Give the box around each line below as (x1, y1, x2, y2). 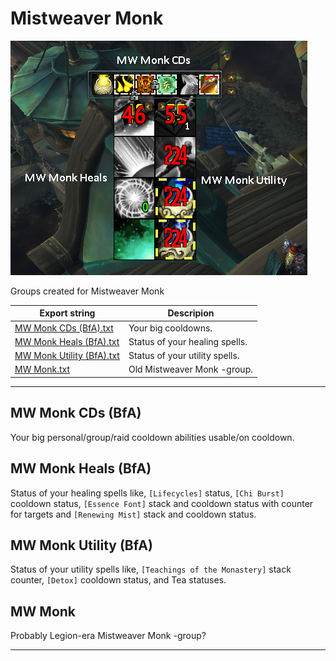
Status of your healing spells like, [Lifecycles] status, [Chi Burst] (10, 487, 285, 499)
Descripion (167, 307, 215, 319)
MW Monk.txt (14, 363, 71, 376)
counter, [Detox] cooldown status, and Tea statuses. (10, 574, 227, 586)
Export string (39, 307, 96, 319)
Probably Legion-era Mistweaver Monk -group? (10, 630, 207, 642)
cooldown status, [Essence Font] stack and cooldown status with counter (10, 497, 314, 509)
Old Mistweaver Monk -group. (128, 363, 253, 376)
